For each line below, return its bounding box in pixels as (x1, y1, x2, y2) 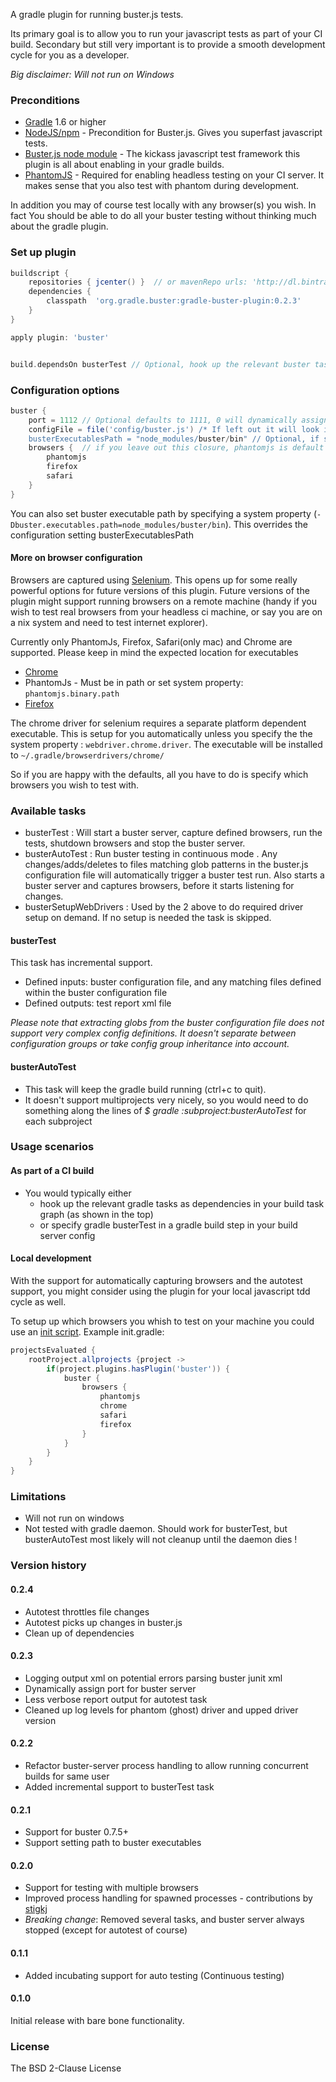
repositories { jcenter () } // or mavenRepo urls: (28, 277, 248, 288)
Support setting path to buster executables (24, 1837, 202, 1849)
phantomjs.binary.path (24, 689, 120, 699)
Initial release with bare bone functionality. (10, 2014, 185, 2026)
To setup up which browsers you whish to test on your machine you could (10, 1315, 315, 1327)
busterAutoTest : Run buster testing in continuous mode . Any (24, 848, 278, 860)
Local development (10, 1252, 92, 1264)
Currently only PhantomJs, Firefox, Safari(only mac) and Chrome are (10, 635, 293, 648)
